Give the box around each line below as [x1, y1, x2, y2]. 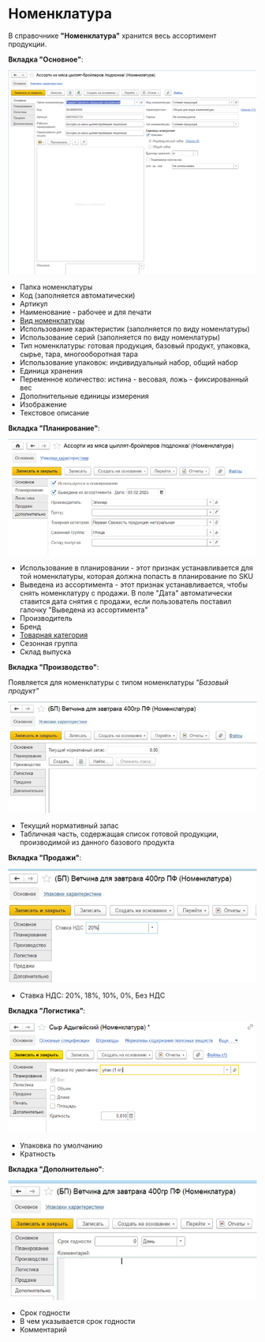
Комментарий [19, 1325, 67, 1334]
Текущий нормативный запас [19, 821, 119, 830]
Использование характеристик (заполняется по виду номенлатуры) [19, 324, 250, 333]
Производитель [19, 614, 73, 623]
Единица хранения [19, 366, 83, 375]
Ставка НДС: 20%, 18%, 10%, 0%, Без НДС [19, 991, 166, 1000]
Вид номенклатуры [19, 315, 85, 325]
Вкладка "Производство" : [8, 663, 99, 672]
